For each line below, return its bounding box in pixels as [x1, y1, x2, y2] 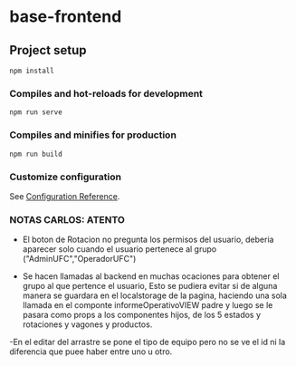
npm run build [9, 149, 63, 159]
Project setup [9, 43, 88, 58]
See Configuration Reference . [9, 190, 120, 201]
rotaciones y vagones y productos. [22, 319, 153, 330]
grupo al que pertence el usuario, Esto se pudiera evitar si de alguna [22, 281, 278, 292]
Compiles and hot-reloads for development [9, 87, 204, 100]
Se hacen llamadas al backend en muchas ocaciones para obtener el [22, 271, 280, 282]
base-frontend [9, 6, 122, 27]
